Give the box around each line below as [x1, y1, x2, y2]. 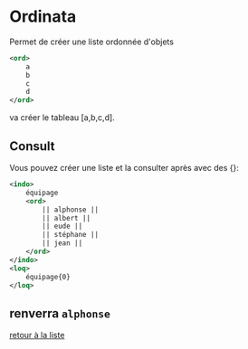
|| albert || [42, 213, 91, 222]
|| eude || [42, 222, 83, 231]
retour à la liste [9, 330, 65, 341]
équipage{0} [25, 272, 71, 281]
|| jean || [42, 239, 83, 248]
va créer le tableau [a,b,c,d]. [9, 112, 115, 123]
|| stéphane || [42, 231, 100, 240]
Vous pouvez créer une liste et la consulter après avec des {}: [9, 163, 240, 173]
